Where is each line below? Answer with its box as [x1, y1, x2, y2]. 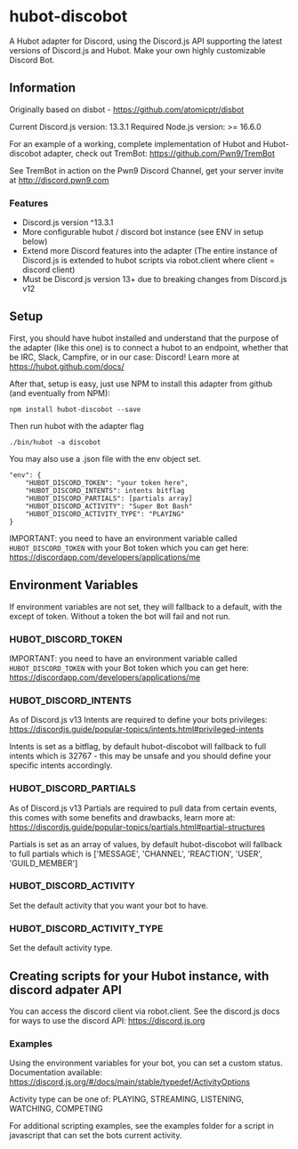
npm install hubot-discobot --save [9, 405, 141, 414]
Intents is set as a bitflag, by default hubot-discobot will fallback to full [9, 741, 267, 752]
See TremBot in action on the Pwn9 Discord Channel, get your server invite [9, 165, 285, 175]
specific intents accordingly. [9, 760, 113, 771]
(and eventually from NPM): [9, 387, 111, 398]
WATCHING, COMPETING [9, 1104, 104, 1114]
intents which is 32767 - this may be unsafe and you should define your [9, 750, 272, 762]
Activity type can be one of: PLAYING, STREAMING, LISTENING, [9, 1094, 245, 1104]
